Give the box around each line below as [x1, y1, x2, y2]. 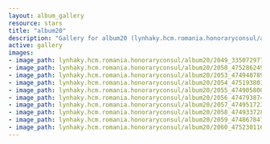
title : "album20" [8, 26, 67, 34]
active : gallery [8, 42, 63, 50]
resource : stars [8, 19, 63, 27]
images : [8, 49, 35, 57]
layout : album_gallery [8, 11, 84, 20]
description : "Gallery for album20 [8, 34, 128, 42]
